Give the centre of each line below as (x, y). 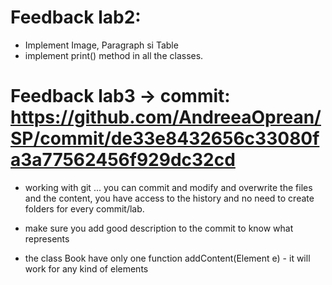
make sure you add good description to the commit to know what (159, 228)
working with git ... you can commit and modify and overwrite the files (168, 187)
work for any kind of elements (86, 268)
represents (47, 238)
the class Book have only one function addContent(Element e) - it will (167, 258)
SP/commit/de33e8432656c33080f (165, 138)
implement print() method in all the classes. (114, 55)
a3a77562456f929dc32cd (123, 160)
